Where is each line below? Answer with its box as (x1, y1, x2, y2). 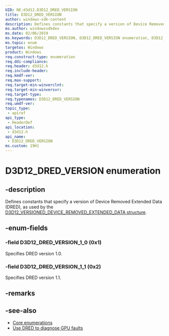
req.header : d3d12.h (5, 64, 49, 69)
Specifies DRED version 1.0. (5, 250, 63, 256)
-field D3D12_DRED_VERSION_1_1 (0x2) (5, 263, 102, 270)
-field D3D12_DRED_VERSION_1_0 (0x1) (5, 239, 102, 246)
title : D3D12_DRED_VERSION (5, 12, 62, 17)
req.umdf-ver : (5, 101, 35, 106)
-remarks (5, 289, 35, 298)
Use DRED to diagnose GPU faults (12, 325, 83, 331)
